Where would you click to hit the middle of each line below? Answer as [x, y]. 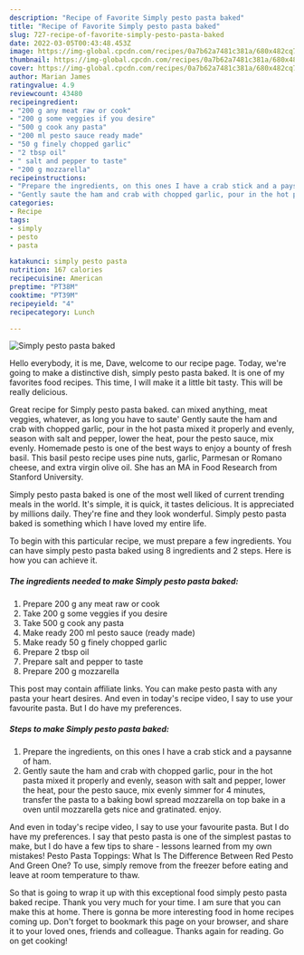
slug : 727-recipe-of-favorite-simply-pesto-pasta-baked [117, 34]
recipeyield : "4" [42, 304]
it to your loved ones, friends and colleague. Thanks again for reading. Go [147, 931]
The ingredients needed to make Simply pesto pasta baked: [124, 581]
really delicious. [38, 392]
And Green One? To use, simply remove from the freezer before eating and [149, 865]
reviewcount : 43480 [46, 93]
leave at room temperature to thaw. [75, 875]
